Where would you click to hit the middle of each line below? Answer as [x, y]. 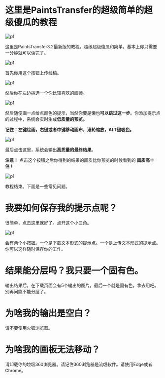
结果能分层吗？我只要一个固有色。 [74, 271]
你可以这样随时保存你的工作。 [35, 249]
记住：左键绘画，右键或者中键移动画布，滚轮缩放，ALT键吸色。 [70, 129]
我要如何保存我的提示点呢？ [61, 208]
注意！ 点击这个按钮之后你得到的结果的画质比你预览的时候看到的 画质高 [78, 160]
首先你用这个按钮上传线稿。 [33, 73]
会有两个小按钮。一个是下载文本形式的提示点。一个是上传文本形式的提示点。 [83, 243]
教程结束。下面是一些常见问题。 [37, 186]
